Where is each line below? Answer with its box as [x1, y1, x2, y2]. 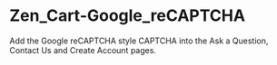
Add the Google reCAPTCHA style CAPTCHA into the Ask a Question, [9, 35, 269, 46]
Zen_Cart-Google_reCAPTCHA [9, 5, 246, 26]
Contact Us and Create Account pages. [9, 44, 157, 55]
